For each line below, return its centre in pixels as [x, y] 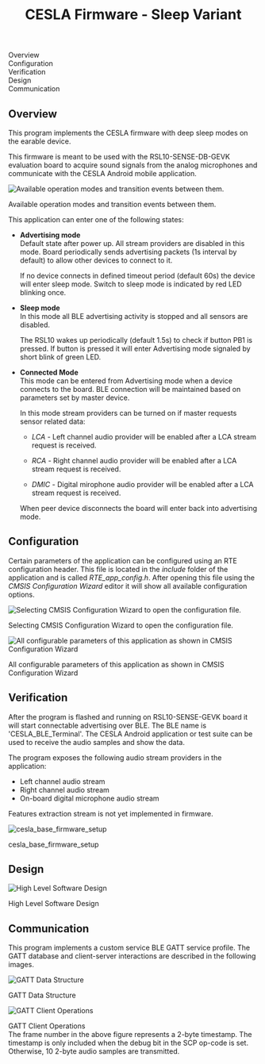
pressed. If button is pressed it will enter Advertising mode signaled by [135, 348]
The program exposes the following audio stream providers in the [115, 757]
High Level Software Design [54, 904]
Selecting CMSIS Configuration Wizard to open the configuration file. [121, 625]
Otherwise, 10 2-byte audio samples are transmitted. [94, 1051]
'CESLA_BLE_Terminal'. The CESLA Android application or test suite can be [131, 734]
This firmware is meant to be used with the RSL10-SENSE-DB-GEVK [119, 157]
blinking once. [43, 292]
